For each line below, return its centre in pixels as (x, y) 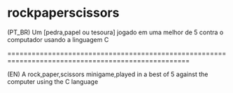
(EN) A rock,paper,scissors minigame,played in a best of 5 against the (108, 74)
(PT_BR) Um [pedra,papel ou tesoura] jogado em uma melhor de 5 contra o (115, 32)
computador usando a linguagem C (58, 39)
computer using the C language (53, 81)
